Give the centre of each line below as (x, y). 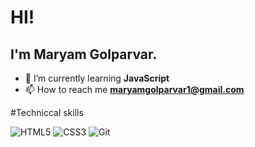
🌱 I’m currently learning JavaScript (97, 78)
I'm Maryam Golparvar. (84, 54)
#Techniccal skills (47, 112)
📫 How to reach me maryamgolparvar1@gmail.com (134, 89)
